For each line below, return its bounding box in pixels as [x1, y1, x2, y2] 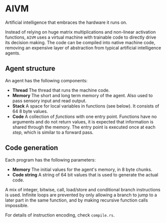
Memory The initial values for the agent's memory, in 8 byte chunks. [12, 167, 153, 172]
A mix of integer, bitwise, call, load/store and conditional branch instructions [5, 186, 161, 192]
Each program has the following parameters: [5, 157, 96, 163]
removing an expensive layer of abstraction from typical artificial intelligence [5, 45, 162, 51]
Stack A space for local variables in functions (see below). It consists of [12, 103, 160, 109]
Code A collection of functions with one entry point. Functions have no [12, 113, 157, 119]
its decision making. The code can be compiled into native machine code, [5, 39, 156, 45]
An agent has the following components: [5, 77, 88, 83]
